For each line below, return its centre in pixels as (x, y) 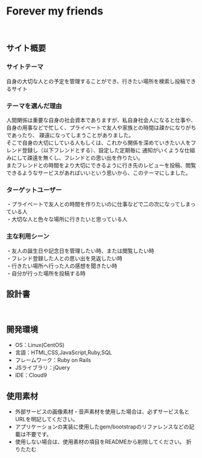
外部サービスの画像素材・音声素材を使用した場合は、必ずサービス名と (102, 412)
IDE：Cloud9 (31, 375)
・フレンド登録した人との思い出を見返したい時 (64, 258)
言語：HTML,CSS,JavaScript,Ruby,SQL (64, 353)
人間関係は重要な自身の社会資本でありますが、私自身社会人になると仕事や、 (101, 120)
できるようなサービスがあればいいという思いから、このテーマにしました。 (99, 172)
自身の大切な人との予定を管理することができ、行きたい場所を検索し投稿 (96, 81)
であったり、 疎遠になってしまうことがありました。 (70, 135)
